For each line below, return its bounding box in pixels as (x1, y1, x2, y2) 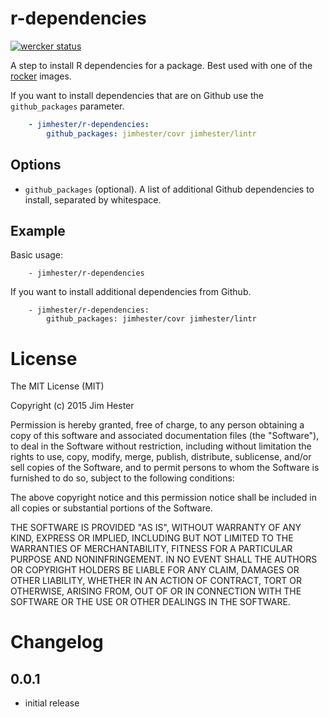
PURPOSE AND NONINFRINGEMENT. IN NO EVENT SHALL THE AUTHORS (10, 553, 318, 566)
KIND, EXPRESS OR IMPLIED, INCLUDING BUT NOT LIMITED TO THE (10, 532, 294, 544)
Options (10, 157, 62, 174)
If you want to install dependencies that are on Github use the (10, 89, 264, 101)
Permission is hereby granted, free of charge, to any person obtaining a (10, 419, 305, 431)
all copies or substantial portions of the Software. (10, 502, 213, 514)
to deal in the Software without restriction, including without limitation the (10, 440, 312, 452)
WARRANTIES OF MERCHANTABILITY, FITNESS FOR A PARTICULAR (10, 543, 293, 555)
